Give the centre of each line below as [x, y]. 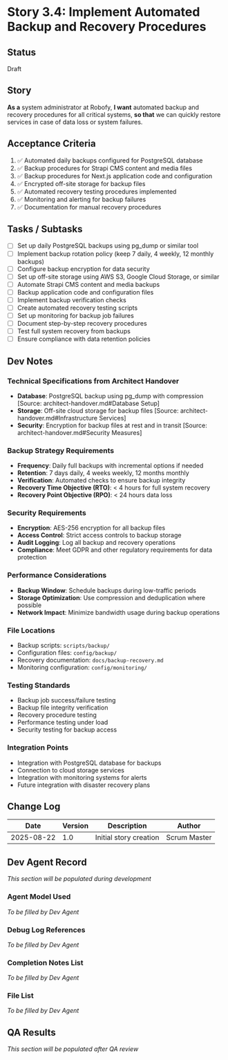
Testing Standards [39, 685]
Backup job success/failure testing [66, 700]
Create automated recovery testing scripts [77, 308]
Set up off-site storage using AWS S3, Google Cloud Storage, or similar [118, 277]
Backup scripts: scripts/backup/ [64, 645]
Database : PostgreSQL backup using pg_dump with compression [110, 396]
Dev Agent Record [47, 862]
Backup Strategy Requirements [61, 450]
